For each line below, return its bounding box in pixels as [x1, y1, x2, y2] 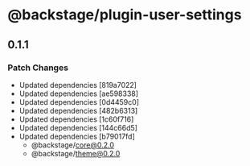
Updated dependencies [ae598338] [18, 89, 138, 98]
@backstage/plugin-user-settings [7, 6, 242, 24]
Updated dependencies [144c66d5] [18, 122, 138, 132]
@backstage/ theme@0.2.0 [31, 148, 121, 158]
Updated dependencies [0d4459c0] [18, 97, 140, 106]
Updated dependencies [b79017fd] [18, 131, 136, 141]
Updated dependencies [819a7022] [18, 80, 137, 89]
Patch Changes [7, 62, 69, 73]
